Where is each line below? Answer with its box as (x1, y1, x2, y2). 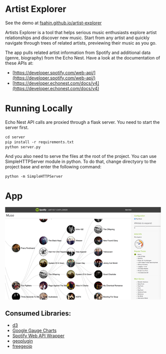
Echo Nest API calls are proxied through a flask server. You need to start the (5, 119, 160, 125)
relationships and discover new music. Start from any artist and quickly (5, 35, 150, 41)
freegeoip (12, 343, 33, 350)
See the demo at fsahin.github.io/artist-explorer (5, 20, 102, 26)
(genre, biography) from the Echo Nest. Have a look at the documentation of (5, 54, 161, 60)
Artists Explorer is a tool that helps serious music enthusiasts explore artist (5, 29, 157, 35)
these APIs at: (5, 60, 34, 66)
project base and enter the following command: (5, 163, 102, 169)
